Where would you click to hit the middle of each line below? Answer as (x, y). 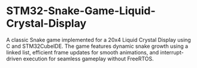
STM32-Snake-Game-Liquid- (81, 11)
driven (14, 59)
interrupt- (172, 52)
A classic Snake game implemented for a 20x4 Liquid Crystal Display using (99, 40)
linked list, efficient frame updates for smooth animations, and (83, 52)
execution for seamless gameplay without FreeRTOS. (88, 59)
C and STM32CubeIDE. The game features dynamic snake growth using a (97, 46)
